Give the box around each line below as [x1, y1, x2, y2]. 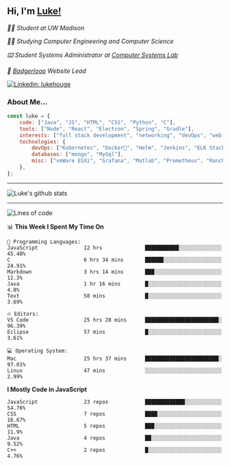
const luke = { [7, 113, 51, 120]
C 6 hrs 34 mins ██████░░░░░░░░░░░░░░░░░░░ [7, 256, 222, 263]
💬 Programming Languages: [7, 238, 81, 245]
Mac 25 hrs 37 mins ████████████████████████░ [7, 355, 222, 362]
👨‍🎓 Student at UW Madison [7, 23, 85, 32]
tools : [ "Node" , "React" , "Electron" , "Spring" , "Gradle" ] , [19, 125, 194, 133]
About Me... [7, 97, 48, 106]
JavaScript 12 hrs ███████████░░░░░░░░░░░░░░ [7, 244, 222, 251]
